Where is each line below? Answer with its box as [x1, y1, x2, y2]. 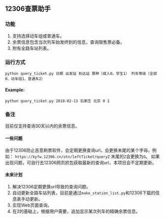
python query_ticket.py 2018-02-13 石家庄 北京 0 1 [5, 99, 110, 104]
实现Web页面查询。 [12, 202, 52, 208]
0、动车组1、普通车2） [5, 76, 45, 81]
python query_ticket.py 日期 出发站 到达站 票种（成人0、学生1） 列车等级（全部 [5, 71, 157, 76]
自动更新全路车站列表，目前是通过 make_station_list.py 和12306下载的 [12, 189, 156, 196]
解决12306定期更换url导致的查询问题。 [12, 183, 91, 189]
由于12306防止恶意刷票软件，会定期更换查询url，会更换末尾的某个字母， [5, 147, 153, 153]
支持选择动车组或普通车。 [12, 33, 65, 38]
